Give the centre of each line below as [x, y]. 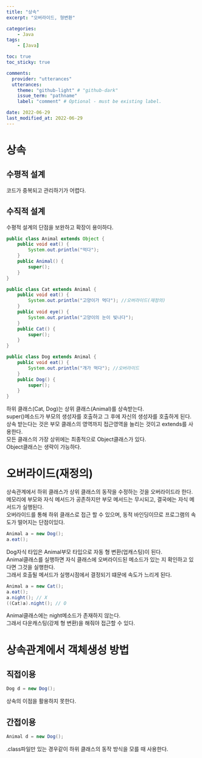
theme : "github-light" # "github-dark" [68, 90]
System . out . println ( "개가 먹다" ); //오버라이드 [84, 368]
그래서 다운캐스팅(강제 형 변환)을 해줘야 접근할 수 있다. [71, 623]
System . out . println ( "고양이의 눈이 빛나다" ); [81, 317]
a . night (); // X [27, 597]
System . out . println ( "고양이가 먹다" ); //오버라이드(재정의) [97, 301]
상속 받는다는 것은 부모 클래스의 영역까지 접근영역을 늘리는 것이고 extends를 [97, 424]
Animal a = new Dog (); [35, 534]
